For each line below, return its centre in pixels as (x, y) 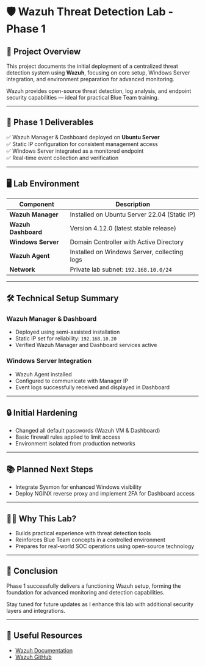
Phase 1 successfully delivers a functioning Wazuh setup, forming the (94, 586)
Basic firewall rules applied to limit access (68, 437)
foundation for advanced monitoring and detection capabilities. (85, 592)
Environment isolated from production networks (75, 444)
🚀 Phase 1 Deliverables (50, 123)
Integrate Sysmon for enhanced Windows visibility (78, 487)
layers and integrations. (36, 610)
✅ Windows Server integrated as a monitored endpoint (75, 151)
